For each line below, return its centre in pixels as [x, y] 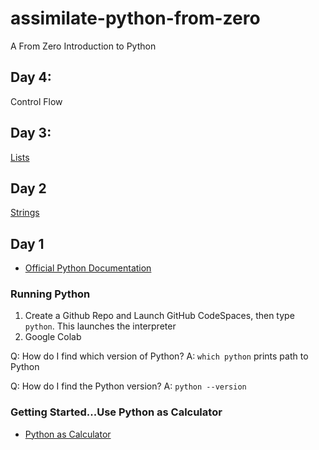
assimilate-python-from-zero [135, 18]
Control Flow [36, 101]
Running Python [50, 294]
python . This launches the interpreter [100, 326]
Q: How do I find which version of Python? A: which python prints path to [159, 356]
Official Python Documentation [88, 268]
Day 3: [31, 133]
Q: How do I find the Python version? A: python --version [128, 386]
